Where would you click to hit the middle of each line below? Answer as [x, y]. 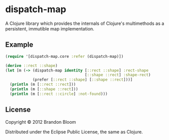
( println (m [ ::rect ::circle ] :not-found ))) [59, 94]
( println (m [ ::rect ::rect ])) [43, 85]
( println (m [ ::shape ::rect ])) [44, 89]
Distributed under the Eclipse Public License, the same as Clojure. [74, 132]
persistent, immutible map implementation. [50, 28]
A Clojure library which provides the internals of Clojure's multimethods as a [85, 23]
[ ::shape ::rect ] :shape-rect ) [118, 75]
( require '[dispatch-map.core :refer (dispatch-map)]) [64, 56]
